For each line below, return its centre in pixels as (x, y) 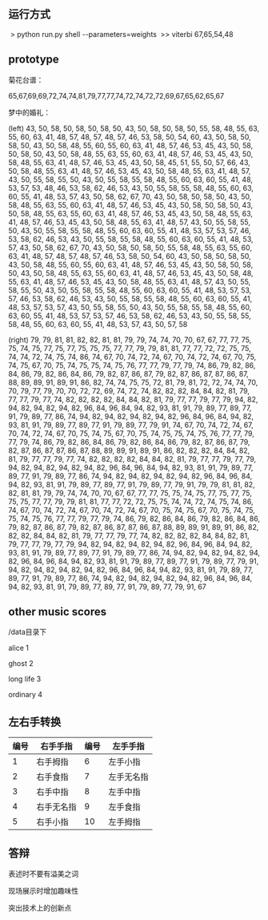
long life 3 (25, 679)
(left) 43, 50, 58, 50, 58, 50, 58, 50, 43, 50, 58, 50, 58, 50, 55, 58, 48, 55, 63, (134, 128)
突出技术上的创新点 (40, 908)
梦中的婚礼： (29, 112)
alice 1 (19, 648)
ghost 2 (21, 664)
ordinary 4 (25, 695)
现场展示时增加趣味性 (43, 891)
